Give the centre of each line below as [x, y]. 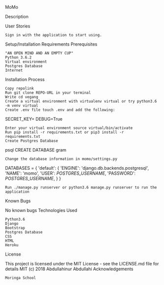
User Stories [18, 26]
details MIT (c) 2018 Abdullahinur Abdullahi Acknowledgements [69, 269]
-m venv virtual [22, 105]
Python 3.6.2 [18, 57]
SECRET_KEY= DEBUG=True [34, 119]
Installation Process [25, 79]
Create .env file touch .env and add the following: [60, 110]
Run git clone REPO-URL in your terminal [48, 93]
